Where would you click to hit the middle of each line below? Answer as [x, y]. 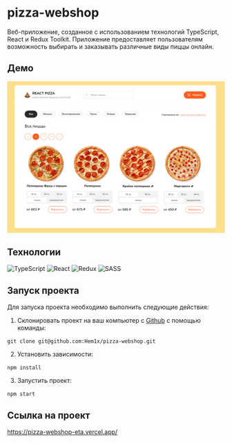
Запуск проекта [43, 291]
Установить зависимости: [55, 355]
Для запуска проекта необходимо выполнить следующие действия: [108, 307]
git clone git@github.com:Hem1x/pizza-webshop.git [81, 341]
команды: [31, 328]
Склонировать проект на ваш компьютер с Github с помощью [109, 321]
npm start [21, 394]
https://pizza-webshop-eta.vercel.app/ [62, 432]
